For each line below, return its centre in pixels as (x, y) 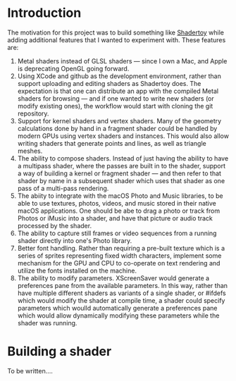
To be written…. (30, 370)
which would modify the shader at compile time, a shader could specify (121, 300)
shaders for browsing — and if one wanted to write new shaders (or (116, 98)
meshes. (30, 151)
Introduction (44, 13)
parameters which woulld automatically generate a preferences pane (117, 308)
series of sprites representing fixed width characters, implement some (119, 256)
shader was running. (47, 323)
